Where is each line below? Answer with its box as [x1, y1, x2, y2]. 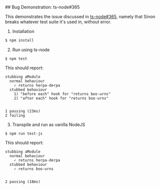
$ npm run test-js [5, 131, 43, 136]
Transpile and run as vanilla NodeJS [12, 121, 85, 127]
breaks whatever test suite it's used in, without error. [5, 19, 111, 25]
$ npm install [5, 38, 34, 43]
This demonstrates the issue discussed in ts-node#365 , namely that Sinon [5, 14, 156, 19]
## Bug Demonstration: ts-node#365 [5, 4, 80, 10]
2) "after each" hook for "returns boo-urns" [14, 96, 109, 101]
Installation [12, 28, 35, 34]
